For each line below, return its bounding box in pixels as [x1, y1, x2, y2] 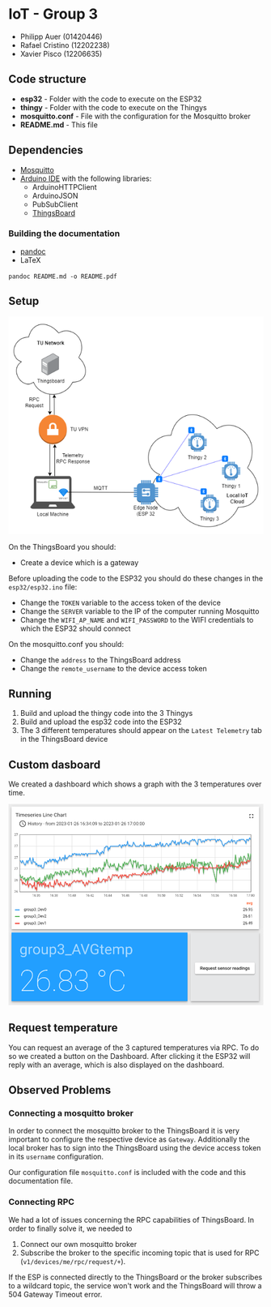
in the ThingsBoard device [19, 735, 108, 744]
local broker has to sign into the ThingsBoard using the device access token [8, 1143, 261, 1153]
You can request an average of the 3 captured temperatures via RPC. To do [8, 1043, 260, 1052]
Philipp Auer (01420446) [19, 32, 103, 41]
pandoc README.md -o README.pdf [8, 272, 117, 281]
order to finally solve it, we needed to [8, 1223, 133, 1233]
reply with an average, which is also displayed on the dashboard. [8, 1060, 225, 1069]
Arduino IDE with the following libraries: [19, 174, 152, 183]
